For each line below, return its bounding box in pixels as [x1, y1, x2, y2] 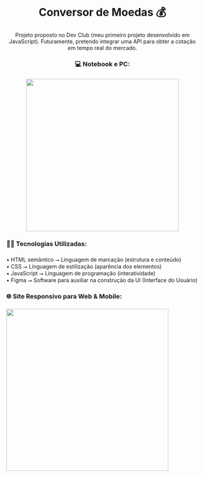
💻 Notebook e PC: [74, 60, 130, 68]
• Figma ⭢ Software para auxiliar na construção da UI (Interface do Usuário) [6, 276, 198, 284]
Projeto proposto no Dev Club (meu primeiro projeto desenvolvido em [15, 32, 190, 39]
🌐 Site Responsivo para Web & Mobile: [6, 292, 122, 300]
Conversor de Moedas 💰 [38, 5, 166, 19]
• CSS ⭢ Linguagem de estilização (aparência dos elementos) [6, 263, 162, 270]
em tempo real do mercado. [67, 44, 138, 52]
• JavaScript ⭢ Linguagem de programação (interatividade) [6, 269, 156, 277]
